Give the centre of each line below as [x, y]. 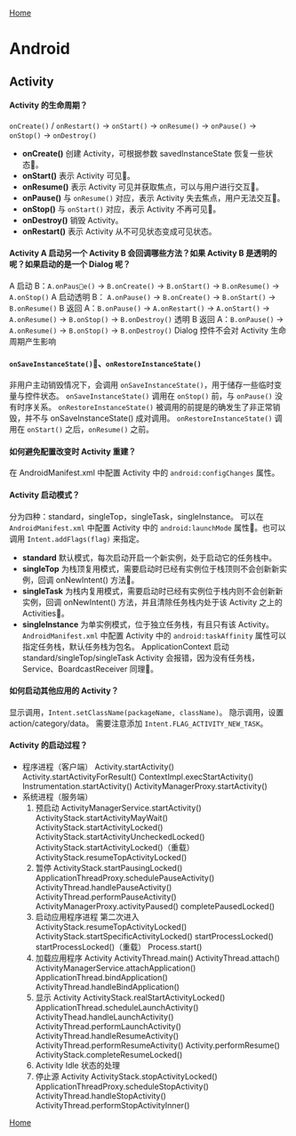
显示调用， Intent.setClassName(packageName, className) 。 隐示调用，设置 [147, 712]
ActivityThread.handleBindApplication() [108, 987]
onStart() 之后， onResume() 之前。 [90, 430]
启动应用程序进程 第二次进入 [87, 917]
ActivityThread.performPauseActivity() [106, 897]
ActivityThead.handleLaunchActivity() [104, 1017]
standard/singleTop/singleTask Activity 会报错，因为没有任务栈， [140, 657]
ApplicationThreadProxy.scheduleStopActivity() [122, 1086]
